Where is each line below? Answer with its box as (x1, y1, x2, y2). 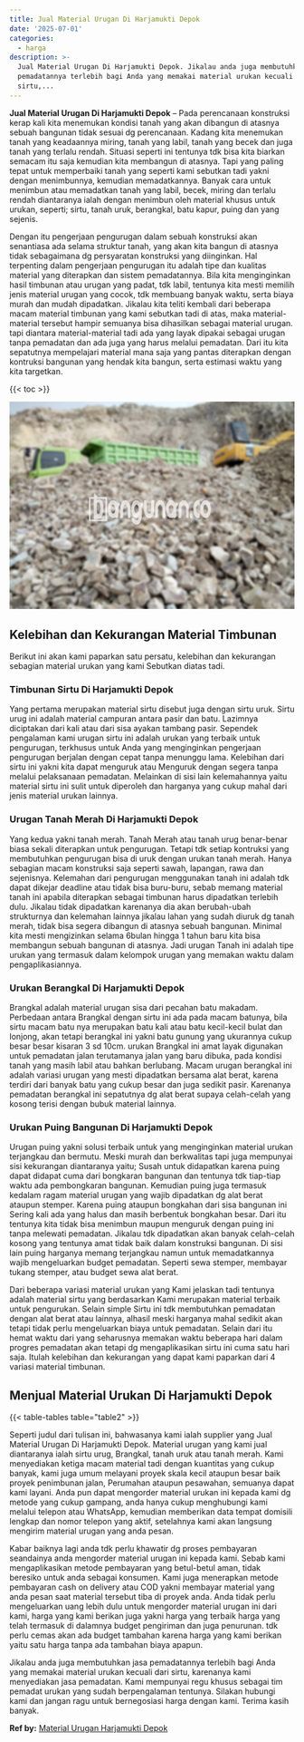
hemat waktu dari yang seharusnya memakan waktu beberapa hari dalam (9, 1332, 283, 1343)
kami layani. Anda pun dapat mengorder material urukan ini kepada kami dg (9, 1487, 291, 1498)
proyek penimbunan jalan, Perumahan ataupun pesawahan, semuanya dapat (9, 1477, 295, 1488)
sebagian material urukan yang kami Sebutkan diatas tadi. (9, 661, 225, 672)
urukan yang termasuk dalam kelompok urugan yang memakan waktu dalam (9, 949, 294, 960)
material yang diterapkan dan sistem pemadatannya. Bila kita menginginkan (9, 269, 291, 280)
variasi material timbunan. (9, 1361, 106, 1372)
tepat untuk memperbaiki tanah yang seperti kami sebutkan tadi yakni (9, 165, 270, 176)
